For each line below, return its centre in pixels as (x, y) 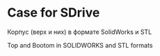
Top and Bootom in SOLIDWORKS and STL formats (80, 45)
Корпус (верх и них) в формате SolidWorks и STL (80, 32)
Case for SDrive (54, 13)
